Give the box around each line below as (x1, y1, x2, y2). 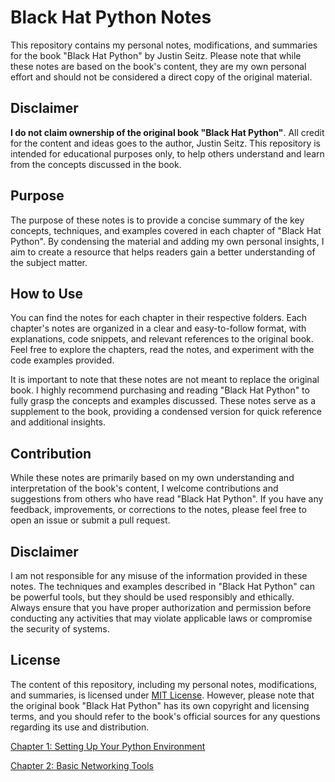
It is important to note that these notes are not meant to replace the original (10, 374, 320, 386)
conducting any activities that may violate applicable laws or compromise (10, 612, 313, 624)
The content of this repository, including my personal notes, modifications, (10, 678, 318, 690)
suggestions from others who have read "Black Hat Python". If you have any (10, 493, 324, 505)
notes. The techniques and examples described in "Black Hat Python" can (10, 581, 316, 592)
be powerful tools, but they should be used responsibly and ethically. (10, 591, 295, 603)
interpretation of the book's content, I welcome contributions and (10, 482, 279, 495)
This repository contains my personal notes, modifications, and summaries (10, 39, 318, 51)
